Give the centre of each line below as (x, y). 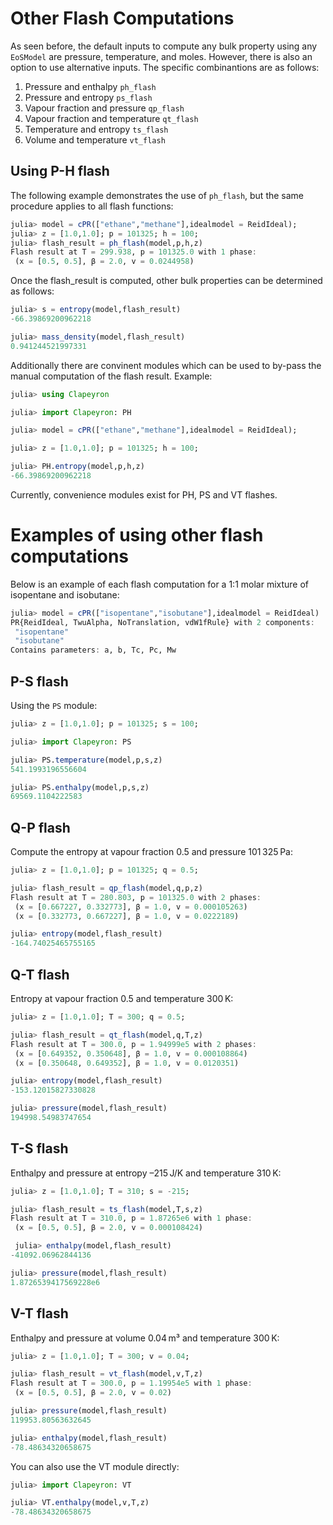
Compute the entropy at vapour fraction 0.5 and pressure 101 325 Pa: (151, 852)
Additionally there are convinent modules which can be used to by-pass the (166, 365)
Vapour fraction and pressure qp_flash (104, 108)
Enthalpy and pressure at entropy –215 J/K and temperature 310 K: (146, 1173)
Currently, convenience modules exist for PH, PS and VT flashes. (144, 494)
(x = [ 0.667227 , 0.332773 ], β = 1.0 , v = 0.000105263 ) (131, 907)
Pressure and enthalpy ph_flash (90, 86)
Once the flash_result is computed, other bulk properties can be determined (166, 281)
